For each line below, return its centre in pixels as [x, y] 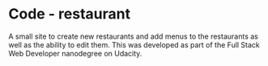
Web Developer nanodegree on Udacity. [75, 53]
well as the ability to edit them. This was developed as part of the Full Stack [134, 44]
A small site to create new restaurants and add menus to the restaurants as [134, 36]
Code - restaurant [70, 14]
